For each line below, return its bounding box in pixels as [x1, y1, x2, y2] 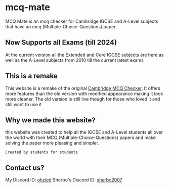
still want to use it [5, 101, 42, 107]
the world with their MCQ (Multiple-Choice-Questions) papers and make [5, 134, 156, 140]
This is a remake [5, 72, 58, 80]
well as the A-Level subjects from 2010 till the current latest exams [5, 57, 144, 63]
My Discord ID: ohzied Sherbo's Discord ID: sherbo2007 [5, 177, 122, 183]
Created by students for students [5, 150, 78, 155]
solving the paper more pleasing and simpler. [5, 140, 100, 146]
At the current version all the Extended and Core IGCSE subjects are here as [5, 52, 164, 58]
